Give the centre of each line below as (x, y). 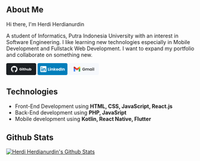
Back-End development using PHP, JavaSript (70, 112)
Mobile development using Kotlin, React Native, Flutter (83, 119)
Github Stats (30, 137)
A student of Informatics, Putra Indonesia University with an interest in (93, 36)
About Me (25, 10)
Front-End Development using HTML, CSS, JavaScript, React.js (94, 106)
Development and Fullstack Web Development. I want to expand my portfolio (100, 48)
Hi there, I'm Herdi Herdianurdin (45, 24)
